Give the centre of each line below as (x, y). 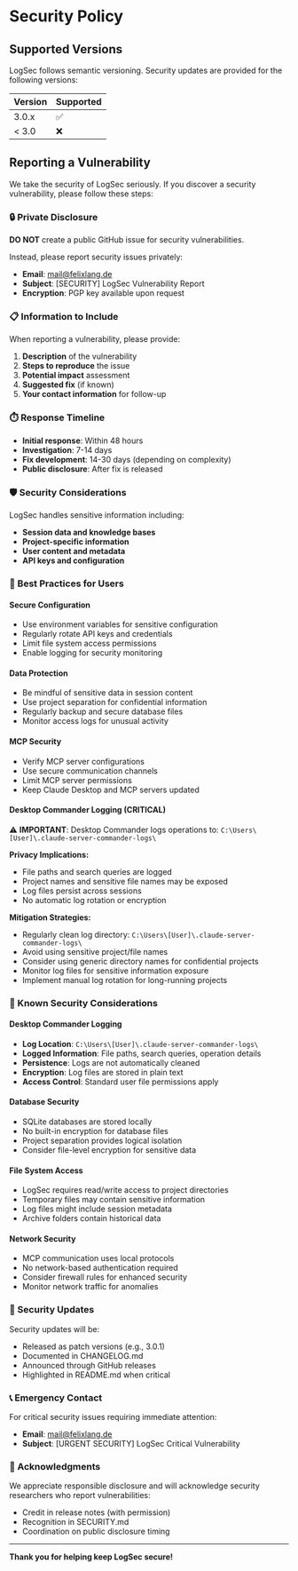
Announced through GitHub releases (89, 1365)
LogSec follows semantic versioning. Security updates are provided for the (146, 70)
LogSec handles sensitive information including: (97, 515)
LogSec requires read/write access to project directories (125, 1190)
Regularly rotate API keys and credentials (97, 634)
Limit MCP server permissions (77, 780)
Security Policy (67, 16)
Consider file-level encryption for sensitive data (109, 1150)
